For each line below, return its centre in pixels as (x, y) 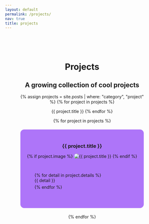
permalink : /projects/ (28, 14)
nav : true (15, 19)
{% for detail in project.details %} (68, 175)
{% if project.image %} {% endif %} (82, 157)
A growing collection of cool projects (82, 85)
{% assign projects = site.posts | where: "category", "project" (82, 97)
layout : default (21, 10)
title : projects (21, 23)
